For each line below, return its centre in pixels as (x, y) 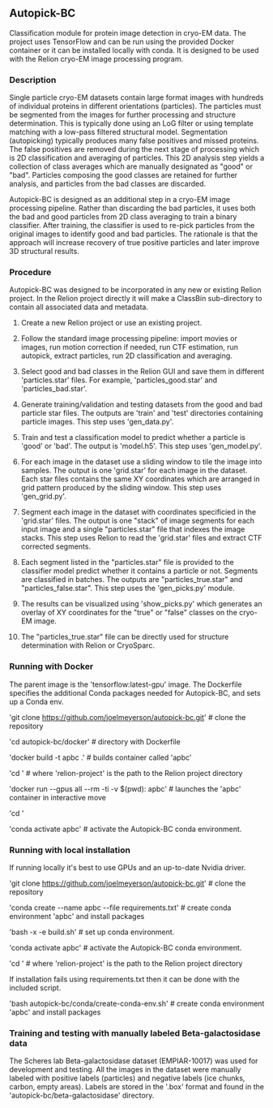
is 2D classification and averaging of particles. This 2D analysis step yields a (137, 158)
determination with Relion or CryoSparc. (87, 645)
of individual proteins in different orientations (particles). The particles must (135, 106)
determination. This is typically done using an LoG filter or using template (132, 123)
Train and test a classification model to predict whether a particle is (133, 438)
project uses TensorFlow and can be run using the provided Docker (122, 41)
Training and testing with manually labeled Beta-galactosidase (135, 1033)
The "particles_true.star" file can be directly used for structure (125, 637)
